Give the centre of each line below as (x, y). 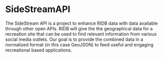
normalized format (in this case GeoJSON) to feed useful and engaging (79, 44)
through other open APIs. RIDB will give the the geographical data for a (79, 28)
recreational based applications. (39, 50)
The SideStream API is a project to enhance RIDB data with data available (81, 23)
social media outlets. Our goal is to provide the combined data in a (74, 39)
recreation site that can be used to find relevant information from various (81, 34)
